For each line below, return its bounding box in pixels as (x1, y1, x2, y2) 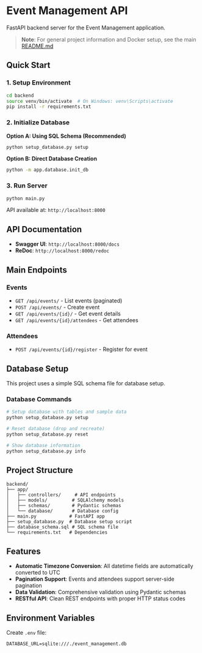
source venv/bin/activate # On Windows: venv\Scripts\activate (6, 98, 173, 104)
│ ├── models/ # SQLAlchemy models (6, 497, 124, 504)
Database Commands (6, 395, 72, 403)
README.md (21, 42, 54, 50)
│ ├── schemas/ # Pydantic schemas (6, 503, 121, 509)
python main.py (6, 195, 45, 202)
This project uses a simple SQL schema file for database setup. (6, 380, 166, 387)
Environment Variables (6, 613, 95, 623)
